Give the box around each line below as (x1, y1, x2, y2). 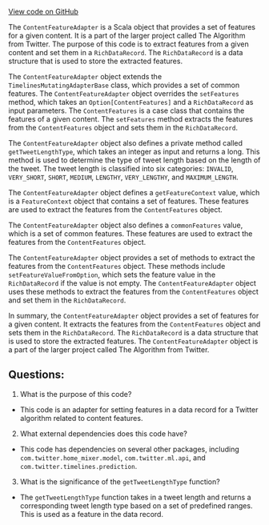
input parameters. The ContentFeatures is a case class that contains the (8, 106, 245, 115)
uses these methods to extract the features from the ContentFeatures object (8, 287, 259, 296)
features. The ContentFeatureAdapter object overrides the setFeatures (8, 89, 240, 98)
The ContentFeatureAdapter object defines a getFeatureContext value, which (8, 188, 260, 197)
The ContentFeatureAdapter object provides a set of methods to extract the (8, 253, 255, 262)
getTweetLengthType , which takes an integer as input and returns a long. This (8, 147, 260, 156)
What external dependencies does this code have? (19, 428, 188, 439)
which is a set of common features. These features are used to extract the (8, 229, 253, 238)
